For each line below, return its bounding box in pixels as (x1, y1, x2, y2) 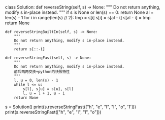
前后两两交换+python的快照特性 (14, 69, 70, 74)
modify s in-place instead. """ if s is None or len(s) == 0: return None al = (5, 9, 154, 15)
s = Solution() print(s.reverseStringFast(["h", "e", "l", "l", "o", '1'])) (5, 104, 136, 110)
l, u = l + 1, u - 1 (23, 91, 65, 96)
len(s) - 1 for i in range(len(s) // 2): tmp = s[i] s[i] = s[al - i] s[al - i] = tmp (5, 15, 151, 20)
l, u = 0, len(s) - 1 (14, 78, 58, 83)
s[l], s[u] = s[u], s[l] (23, 86, 74, 91)
